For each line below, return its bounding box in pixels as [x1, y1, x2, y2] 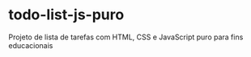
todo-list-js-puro [8, 6, 125, 24]
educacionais [8, 40, 53, 50]
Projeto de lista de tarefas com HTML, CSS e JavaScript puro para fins [8, 32, 244, 42]
